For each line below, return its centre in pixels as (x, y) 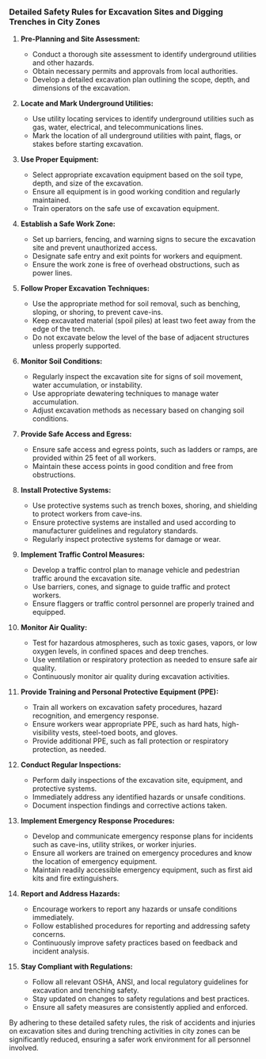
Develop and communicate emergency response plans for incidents (142, 836)
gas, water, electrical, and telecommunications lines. (118, 127)
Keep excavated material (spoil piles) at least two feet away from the (144, 320)
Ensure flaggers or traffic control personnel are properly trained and (143, 604)
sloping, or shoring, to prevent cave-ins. (97, 313)
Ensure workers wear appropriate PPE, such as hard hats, (126, 724)
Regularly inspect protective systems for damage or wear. (126, 539)
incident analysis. (61, 951)
